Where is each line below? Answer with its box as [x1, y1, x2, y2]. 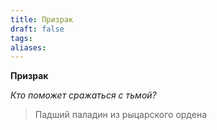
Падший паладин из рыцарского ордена [34, 109, 207, 121]
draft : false [10, 24, 65, 34]
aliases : [10, 42, 47, 53]
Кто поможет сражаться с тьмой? [10, 89, 157, 101]
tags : [10, 33, 33, 43]
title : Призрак [10, 14, 74, 25]
